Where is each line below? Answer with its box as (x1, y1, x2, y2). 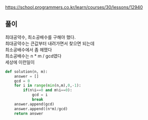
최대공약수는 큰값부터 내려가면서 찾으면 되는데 (5, 40, 95, 46)
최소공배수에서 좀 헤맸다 (5, 46, 52, 52)
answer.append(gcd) (14, 101, 55, 106)
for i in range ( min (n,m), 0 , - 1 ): (14, 83, 81, 88)
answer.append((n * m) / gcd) (14, 106, 68, 111)
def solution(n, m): (5, 69, 48, 74)
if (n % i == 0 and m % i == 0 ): (23, 87, 72, 93)
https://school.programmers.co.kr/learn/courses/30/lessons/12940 (5, 4, 143, 10)
